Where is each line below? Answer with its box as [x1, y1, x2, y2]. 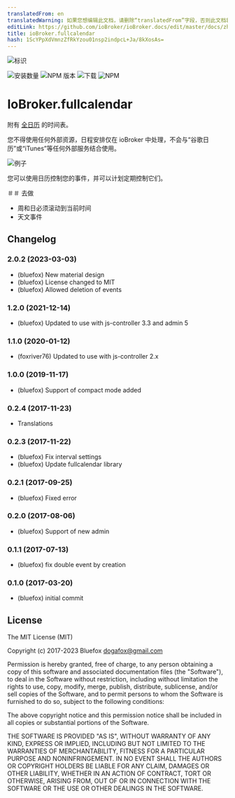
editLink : [7, 23, 36, 30]
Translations [17, 419, 54, 427]
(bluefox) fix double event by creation [17, 561, 126, 569]
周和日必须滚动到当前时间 [17, 204, 92, 213]
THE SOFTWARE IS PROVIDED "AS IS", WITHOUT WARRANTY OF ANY [7, 732, 211, 740]
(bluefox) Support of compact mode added [17, 385, 141, 394]
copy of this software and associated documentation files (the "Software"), [7, 667, 224, 676]
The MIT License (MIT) [7, 633, 73, 641]
